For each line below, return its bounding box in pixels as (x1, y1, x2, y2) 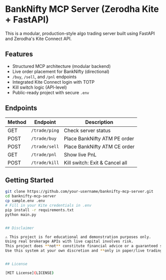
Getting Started (5, 176, 54, 184)
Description (85, 118, 114, 125)
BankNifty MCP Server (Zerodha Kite (5, 3, 159, 15)
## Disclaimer (5, 225, 35, 230)
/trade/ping (31, 127, 59, 133)
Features (5, 50, 33, 58)
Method (7, 118, 27, 125)
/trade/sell (31, 144, 59, 149)
